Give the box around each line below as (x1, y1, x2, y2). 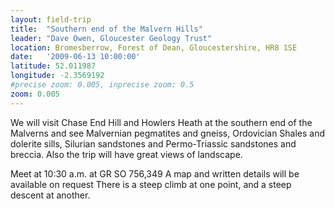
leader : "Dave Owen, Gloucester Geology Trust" (10, 33, 213, 43)
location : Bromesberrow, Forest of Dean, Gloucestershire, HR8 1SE (10, 42, 298, 53)
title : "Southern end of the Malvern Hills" (10, 24, 203, 34)
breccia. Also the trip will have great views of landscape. (10, 148, 243, 160)
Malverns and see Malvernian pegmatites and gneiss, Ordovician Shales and (10, 127, 326, 139)
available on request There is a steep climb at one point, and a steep (10, 178, 292, 190)
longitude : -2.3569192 (10, 71, 105, 81)
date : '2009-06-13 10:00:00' (10, 52, 141, 62)
